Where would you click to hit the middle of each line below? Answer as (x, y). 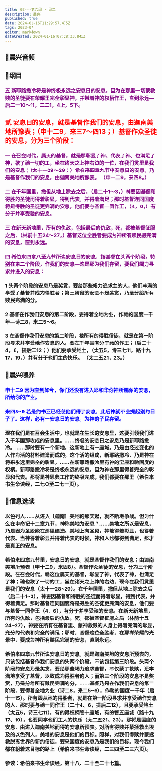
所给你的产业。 (23, 397)
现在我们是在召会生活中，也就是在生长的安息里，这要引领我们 (77, 433)
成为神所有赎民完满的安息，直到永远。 (70, 640)
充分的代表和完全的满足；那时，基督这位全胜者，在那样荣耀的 (77, 633)
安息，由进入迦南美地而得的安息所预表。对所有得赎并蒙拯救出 (77, 727)
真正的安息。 (25, 546)
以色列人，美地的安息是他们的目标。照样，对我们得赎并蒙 (82, 734)
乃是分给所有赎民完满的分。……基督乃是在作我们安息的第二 (84, 683)
